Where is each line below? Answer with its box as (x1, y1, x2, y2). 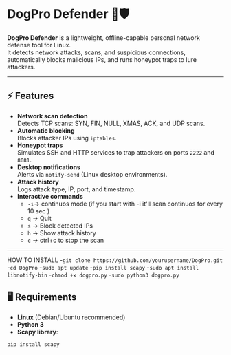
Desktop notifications (16, 163, 81, 171)
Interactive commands (16, 192, 84, 200)
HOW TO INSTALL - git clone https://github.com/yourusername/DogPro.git (7, 256, 223, 264)
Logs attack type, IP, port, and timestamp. (16, 184, 136, 193)
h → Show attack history (27, 228, 96, 237)
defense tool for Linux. (7, 41, 71, 49)
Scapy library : (16, 327, 58, 336)
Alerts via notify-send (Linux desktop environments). (16, 170, 168, 178)
